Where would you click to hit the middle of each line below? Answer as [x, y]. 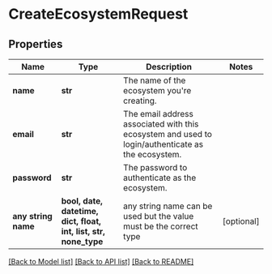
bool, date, [82, 201]
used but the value [158, 216]
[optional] [241, 221]
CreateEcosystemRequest [98, 14]
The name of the [154, 80]
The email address [158, 114]
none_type [82, 242]
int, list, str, [83, 231]
